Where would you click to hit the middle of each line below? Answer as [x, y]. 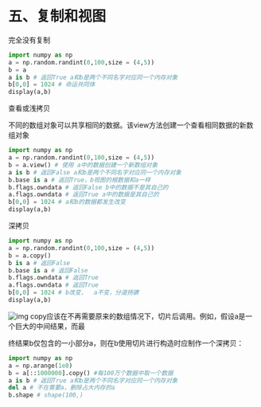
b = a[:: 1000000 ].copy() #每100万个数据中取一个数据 [91, 373]
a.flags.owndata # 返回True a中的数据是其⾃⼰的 [84, 195]
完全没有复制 [29, 40]
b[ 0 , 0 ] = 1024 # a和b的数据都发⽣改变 [67, 202]
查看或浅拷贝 [29, 108]
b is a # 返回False [39, 263]
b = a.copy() [30, 256]
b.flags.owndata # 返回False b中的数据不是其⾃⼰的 [88, 187]
